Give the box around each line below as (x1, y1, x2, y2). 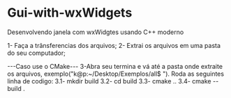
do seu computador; (7, 49, 66, 57)
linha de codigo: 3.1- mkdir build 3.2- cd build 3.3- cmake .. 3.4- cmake (7, 76, 211, 85)
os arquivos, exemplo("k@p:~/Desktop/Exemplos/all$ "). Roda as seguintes (7, 70, 225, 78)
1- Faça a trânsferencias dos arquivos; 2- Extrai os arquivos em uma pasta (7, 41, 221, 49)
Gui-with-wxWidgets (7, 5, 133, 21)
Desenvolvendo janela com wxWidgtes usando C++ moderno (7, 28, 184, 36)
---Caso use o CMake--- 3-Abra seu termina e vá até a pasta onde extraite (7, 62, 223, 70)
